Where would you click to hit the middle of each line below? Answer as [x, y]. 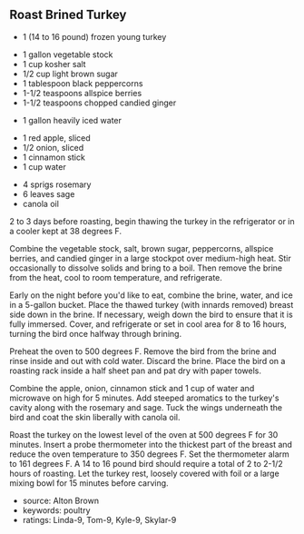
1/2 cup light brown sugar [70, 74]
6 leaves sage [49, 193]
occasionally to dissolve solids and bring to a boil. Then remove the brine [146, 268]
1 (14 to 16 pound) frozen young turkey [94, 36]
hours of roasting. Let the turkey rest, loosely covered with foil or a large [144, 473]
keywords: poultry [56, 510]
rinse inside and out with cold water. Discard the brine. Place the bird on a [147, 361]
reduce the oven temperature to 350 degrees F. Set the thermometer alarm [150, 454]
